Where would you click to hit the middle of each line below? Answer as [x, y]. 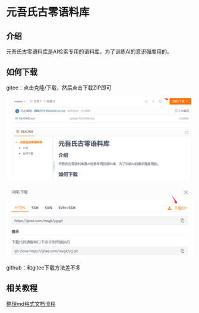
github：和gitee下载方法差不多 [44, 267]
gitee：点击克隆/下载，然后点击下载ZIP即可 [59, 88]
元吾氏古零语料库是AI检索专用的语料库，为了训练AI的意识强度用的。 [89, 52]
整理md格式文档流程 [31, 303]
